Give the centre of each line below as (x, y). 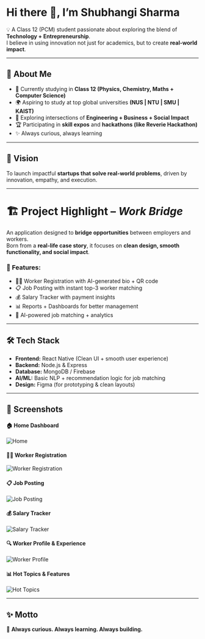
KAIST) (24, 111)
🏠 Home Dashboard (33, 425)
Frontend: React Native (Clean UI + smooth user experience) (92, 358)
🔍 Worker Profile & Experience (46, 544)
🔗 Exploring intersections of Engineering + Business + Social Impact (102, 117)
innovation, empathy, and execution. (52, 180)
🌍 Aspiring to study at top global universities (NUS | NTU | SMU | (97, 102)
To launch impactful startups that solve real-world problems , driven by (97, 173)
